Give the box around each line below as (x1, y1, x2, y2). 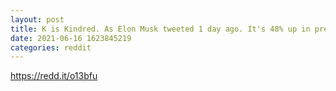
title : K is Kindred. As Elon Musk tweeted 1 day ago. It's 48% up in (10, 24, 311, 34)
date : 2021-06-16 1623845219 (10, 33, 132, 43)
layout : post (10, 14, 65, 25)
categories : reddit (10, 42, 92, 53)
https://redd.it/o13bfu (10, 70, 98, 82)
